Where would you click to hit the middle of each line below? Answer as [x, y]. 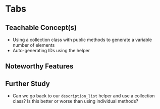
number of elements [34, 45]
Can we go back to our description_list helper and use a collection [84, 96]
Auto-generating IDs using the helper [51, 50]
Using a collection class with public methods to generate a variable [82, 40]
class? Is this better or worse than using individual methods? [75, 101]
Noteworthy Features [39, 66]
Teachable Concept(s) [41, 28]
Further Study [28, 83]
